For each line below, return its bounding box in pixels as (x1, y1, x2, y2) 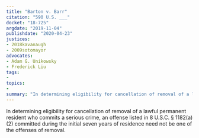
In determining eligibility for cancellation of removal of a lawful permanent (6, 107, 187, 114)
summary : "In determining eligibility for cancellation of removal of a (6, 91, 190, 97)
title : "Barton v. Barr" (6, 8, 68, 15)
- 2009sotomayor (6, 47, 46, 53)
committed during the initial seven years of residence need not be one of (14, 120, 192, 127)
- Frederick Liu (6, 63, 46, 70)
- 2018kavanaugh (6, 42, 46, 48)
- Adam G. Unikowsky (6, 58, 57, 64)
